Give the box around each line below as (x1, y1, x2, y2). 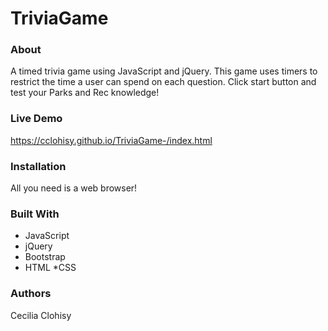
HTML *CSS (24, 262, 77, 274)
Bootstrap (24, 251, 66, 263)
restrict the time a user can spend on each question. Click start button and (10, 76, 317, 88)
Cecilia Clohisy (10, 309, 72, 321)
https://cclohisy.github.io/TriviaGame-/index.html (10, 134, 213, 146)
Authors (10, 287, 52, 301)
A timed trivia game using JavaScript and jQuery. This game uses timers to (10, 65, 318, 77)
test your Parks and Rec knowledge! (10, 87, 160, 99)
